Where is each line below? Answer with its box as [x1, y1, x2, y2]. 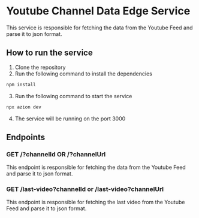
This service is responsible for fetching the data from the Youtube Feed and [6, 24, 193, 31]
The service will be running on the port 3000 [14, 115, 126, 122]
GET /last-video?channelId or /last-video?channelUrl [6, 185, 164, 193]
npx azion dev [6, 104, 42, 110]
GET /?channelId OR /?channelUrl [6, 150, 106, 158]
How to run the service [6, 48, 93, 58]
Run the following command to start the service [14, 92, 132, 99]
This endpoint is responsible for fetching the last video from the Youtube [6, 199, 185, 206]
